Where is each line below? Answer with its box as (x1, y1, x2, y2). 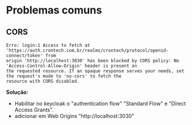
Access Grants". (14, 106, 54, 113)
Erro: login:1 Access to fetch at (6, 42, 91, 48)
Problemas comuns (6, 4, 102, 17)
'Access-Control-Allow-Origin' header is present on (6, 63, 138, 69)
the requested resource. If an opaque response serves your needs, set (6, 68, 184, 74)
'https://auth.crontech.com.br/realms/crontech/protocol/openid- (6, 48, 169, 53)
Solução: (6, 89, 29, 96)
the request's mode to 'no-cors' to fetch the (6, 73, 122, 79)
